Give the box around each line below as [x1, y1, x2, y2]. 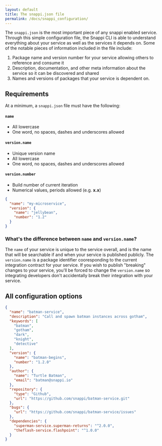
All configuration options [5, 292, 82, 300]
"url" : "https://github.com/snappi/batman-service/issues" [14, 410, 137, 415]
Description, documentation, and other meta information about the [12, 65, 146, 71]
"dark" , [14, 332, 29, 337]
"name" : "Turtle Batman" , [14, 373, 67, 378]
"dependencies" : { [9, 419, 47, 423]
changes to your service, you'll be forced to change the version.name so [5, 267, 150, 273]
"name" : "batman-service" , [9, 309, 64, 314]
